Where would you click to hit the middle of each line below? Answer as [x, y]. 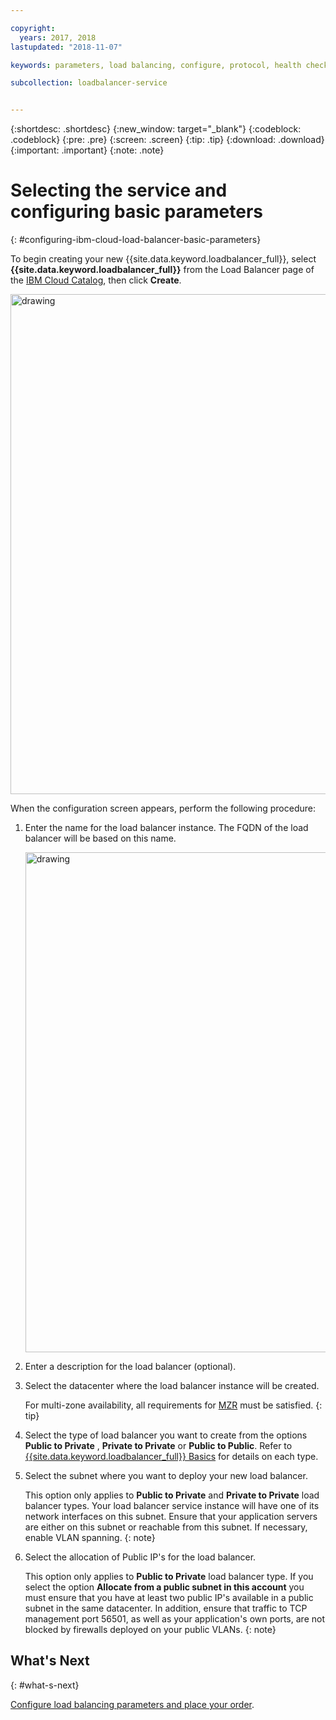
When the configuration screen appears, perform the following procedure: [163, 808]
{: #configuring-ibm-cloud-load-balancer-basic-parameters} [136, 240]
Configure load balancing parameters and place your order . [132, 1704]
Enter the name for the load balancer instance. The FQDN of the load [166, 828]
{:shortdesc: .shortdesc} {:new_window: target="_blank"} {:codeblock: [156, 129]
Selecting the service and [119, 190]
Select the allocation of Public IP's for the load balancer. [140, 1557]
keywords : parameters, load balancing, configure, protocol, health [156, 65]
